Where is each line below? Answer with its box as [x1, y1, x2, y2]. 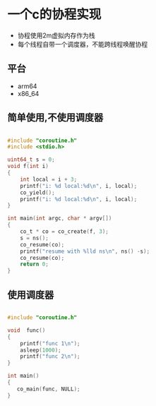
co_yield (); [20, 189, 55, 196]
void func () [7, 326, 46, 334]
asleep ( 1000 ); [20, 347, 61, 354]
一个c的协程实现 [7, 6, 102, 23]
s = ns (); [20, 234, 49, 241]
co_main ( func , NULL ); [16, 386, 80, 393]
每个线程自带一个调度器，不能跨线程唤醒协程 [17, 40, 148, 48]
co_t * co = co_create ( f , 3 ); [20, 228, 109, 235]
